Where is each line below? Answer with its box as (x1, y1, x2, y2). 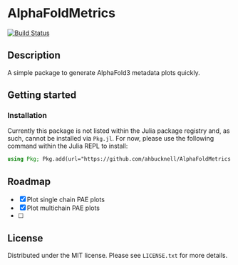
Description (7, 49, 61, 61)
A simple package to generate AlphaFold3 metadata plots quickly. (7, 68, 201, 76)
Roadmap (7, 175, 51, 187)
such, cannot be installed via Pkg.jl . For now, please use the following (7, 134, 214, 143)
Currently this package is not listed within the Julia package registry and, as (7, 126, 230, 135)
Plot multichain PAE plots (26, 204, 100, 212)
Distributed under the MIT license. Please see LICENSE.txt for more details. (7, 251, 228, 259)
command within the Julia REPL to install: (7, 141, 128, 151)
